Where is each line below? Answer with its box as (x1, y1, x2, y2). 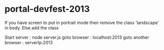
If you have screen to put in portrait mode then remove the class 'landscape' (4, 20, 159, 25)
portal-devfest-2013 (4, 3, 90, 15)
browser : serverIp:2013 (4, 39, 53, 45)
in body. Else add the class (4, 25, 59, 30)
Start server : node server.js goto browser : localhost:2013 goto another (4, 34, 149, 40)
